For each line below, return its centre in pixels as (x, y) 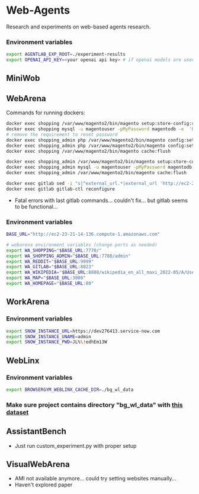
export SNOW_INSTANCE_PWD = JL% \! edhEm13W (57, 342)
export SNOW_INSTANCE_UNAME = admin (49, 336)
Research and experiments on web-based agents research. (78, 27)
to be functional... (36, 206)
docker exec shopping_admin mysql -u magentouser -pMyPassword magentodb (99, 167)
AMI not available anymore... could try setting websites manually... (95, 479)
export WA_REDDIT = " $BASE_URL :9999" (50, 261)
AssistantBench (36, 432)
